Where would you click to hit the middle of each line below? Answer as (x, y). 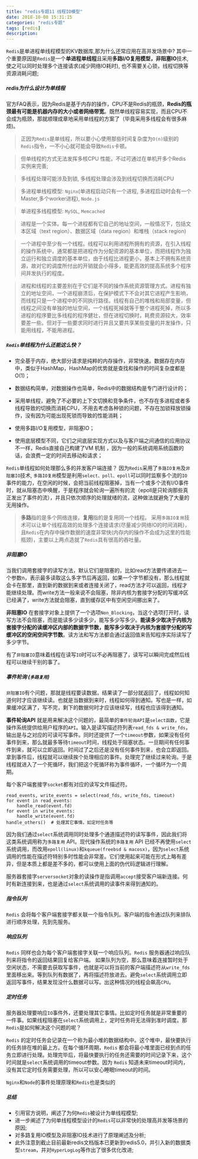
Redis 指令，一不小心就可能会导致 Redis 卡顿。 (75, 146)
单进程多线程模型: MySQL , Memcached (62, 211)
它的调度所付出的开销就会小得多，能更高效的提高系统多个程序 (116, 266)
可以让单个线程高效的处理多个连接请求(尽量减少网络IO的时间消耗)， (108, 525)
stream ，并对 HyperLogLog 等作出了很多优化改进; (77, 1150)
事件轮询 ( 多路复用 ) (28, 676)
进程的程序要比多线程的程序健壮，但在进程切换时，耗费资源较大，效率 (106, 315)
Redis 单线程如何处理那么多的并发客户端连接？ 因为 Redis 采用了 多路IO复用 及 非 (98, 468)
